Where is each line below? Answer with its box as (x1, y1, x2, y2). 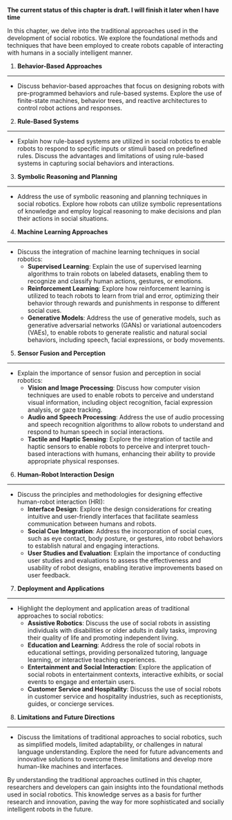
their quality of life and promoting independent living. (27, 633, 179, 642)
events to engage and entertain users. (27, 678, 136, 686)
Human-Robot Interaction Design (17, 470, 115, 479)
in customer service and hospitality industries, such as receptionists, (27, 692, 223, 700)
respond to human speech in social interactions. (27, 428, 164, 436)
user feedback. (27, 571, 71, 579)
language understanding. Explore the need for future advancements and (17, 747, 223, 756)
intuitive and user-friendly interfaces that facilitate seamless (27, 513, 199, 520)
